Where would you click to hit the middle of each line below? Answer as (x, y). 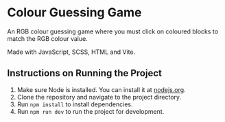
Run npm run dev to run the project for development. (91, 111)
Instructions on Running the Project (85, 73)
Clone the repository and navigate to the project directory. (99, 97)
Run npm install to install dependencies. (75, 104)
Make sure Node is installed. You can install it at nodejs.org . (102, 89)
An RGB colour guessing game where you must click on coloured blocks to (113, 31)
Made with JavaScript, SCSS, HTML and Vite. (71, 52)
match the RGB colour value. (47, 38)
